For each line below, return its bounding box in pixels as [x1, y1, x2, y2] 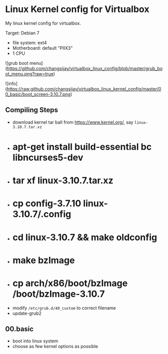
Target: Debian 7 [5, 30, 40, 36]
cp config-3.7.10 [12, 198, 81, 209]
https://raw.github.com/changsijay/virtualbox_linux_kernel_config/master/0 [7, 85, 161, 92]
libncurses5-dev [12, 152, 84, 163]
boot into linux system [12, 338, 59, 344]
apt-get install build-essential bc [12, 141, 152, 152]
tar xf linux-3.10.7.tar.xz [12, 175, 114, 187]
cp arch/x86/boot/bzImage [12, 278, 128, 289]
